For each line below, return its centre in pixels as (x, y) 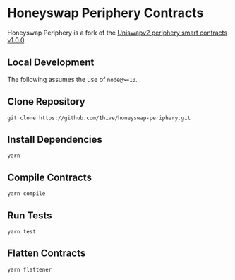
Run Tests (30, 215)
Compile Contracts (49, 177)
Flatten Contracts (47, 253)
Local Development (51, 63)
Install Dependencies (55, 139)
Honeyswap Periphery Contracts (106, 13)
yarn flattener (30, 269)
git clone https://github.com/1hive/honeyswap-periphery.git (99, 118)
